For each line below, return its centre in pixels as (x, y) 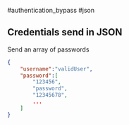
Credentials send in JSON (65, 32)
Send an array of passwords (48, 49)
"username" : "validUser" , (56, 69)
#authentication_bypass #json (51, 10)
